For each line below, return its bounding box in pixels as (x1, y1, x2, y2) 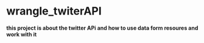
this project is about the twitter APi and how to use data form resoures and (6, 24, 199, 31)
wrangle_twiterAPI (6, 4, 102, 18)
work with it (6, 30, 37, 38)
